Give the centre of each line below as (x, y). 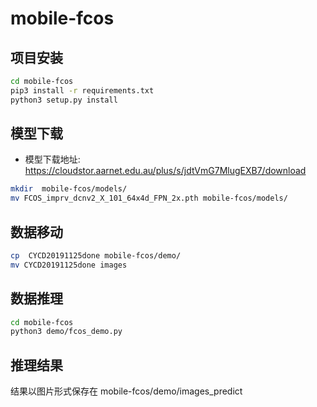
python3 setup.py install (64, 100)
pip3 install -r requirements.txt (82, 90)
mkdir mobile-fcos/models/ (69, 189)
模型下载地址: (52, 159)
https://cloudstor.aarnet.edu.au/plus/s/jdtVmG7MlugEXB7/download (165, 171)
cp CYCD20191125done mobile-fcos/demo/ (96, 256)
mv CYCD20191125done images (69, 265)
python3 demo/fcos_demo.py (66, 332)
